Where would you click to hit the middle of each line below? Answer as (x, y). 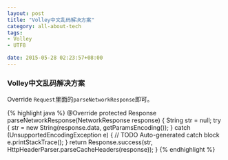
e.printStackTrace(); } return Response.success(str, (80, 142)
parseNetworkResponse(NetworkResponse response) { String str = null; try (114, 120)
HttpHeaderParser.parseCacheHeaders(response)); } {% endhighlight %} (111, 150)
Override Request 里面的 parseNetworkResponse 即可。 (80, 100)
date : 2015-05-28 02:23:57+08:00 (55, 58)
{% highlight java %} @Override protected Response (82, 113)
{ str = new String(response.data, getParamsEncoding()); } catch (99, 128)
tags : (15, 33)
